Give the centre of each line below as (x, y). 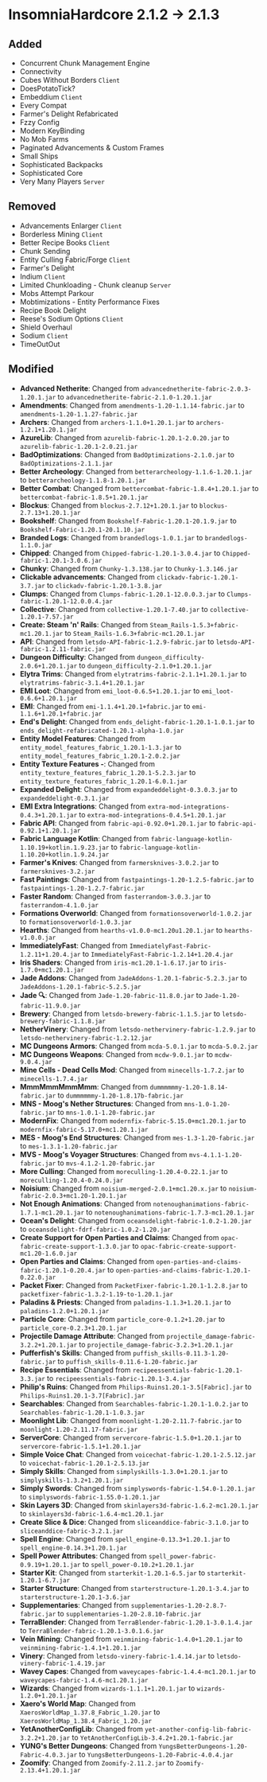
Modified (31, 369)
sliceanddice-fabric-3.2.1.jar (72, 1531)
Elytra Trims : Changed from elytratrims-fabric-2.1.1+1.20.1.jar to (133, 673)
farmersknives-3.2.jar (57, 872)
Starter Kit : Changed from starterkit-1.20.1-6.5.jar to (112, 1573)
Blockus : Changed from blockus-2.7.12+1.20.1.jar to (108, 505)
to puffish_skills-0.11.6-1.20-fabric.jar (128, 1361)
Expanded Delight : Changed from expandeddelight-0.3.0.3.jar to (129, 789)
